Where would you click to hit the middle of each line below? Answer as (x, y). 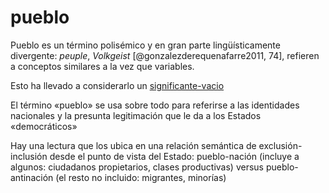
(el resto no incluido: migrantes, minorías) (141, 177)
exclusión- (280, 145)
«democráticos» (44, 126)
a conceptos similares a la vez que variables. (102, 66)
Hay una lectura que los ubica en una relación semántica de (133, 145)
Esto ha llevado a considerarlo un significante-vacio (117, 85)
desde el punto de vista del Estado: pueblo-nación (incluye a (174, 156)
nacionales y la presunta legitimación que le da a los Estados (136, 115)
